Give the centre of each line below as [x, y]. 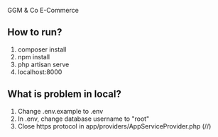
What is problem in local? [65, 94]
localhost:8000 [40, 72]
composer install [42, 49]
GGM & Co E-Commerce [43, 10]
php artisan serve [43, 64]
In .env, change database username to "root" [83, 119]
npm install [34, 56]
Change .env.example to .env [60, 111]
